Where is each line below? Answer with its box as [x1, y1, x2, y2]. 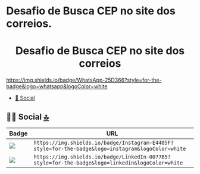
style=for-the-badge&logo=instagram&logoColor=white [33, 145, 186, 152]
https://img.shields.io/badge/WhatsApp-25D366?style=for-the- [6, 76, 162, 84]
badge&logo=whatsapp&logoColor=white [6, 83, 108, 90]
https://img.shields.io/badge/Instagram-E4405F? [33, 139, 174, 146]
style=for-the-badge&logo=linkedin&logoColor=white [33, 159, 183, 166]
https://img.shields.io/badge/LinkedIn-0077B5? [33, 153, 171, 160]
